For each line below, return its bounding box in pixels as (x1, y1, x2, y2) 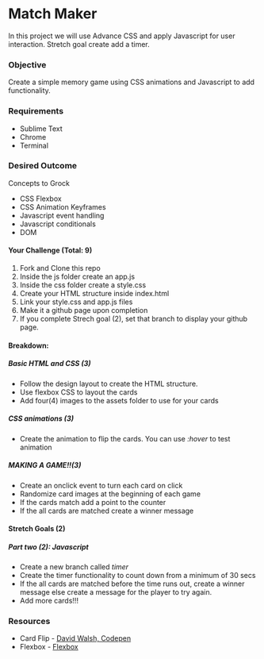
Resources (8, 616, 51, 627)
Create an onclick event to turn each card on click (19, 480, 183, 490)
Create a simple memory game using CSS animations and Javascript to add (8, 77, 255, 87)
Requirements (8, 106, 64, 117)
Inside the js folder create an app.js (19, 272, 136, 282)
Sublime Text (19, 124, 63, 133)
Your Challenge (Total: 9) (8, 245, 93, 255)
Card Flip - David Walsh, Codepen (19, 634, 132, 643)
